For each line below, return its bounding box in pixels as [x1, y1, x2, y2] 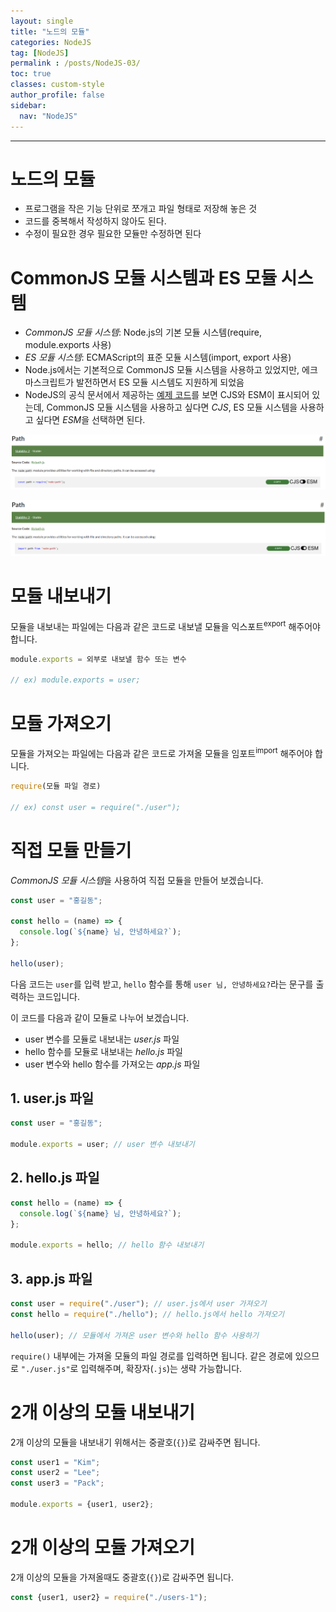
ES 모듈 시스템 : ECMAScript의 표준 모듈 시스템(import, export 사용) [24, 351, 292, 364]
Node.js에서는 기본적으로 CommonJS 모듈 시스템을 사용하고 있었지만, [24, 364, 300, 376]
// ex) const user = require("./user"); [10, 802, 182, 812]
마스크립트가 [24, 376, 75, 389]
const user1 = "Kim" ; [10, 1457, 101, 1467]
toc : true [10, 69, 52, 79]
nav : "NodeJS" [19, 111, 78, 121]
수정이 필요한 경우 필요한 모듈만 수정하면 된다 [24, 228, 202, 240]
